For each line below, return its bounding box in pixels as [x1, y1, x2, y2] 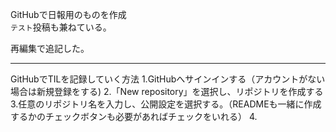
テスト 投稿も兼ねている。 [10, 21, 112, 33]
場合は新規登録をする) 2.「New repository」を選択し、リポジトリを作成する [10, 86, 324, 97]
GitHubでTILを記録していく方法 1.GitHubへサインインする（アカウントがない [10, 73, 326, 85]
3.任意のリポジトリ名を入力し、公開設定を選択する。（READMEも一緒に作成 [10, 98, 322, 110]
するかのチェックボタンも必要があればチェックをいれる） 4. [10, 111, 258, 122]
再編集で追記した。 [10, 43, 90, 54]
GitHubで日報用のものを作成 [10, 9, 127, 20]
